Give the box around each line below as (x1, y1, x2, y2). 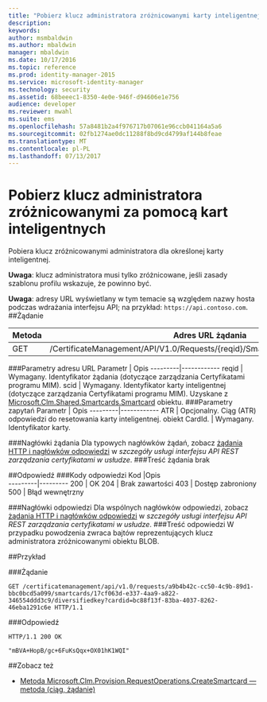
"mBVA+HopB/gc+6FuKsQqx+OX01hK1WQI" (8, 647, 130, 655)
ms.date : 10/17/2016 (8, 56, 77, 64)
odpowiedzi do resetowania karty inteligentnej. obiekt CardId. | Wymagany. (8, 414, 254, 424)
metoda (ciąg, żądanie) (19, 685, 95, 694)
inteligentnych (8, 220, 106, 239)
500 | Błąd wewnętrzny (8, 487, 84, 497)
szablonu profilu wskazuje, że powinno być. (8, 279, 152, 289)
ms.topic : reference (8, 64, 77, 72)
